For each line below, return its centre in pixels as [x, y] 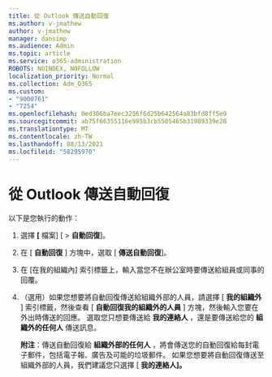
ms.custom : [27, 91]
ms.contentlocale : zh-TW [50, 136]
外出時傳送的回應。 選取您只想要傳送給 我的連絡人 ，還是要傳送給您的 [137, 318]
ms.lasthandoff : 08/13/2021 [56, 144]
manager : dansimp [38, 39]
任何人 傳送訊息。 [71, 328]
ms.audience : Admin [41, 46]
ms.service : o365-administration [65, 62]
